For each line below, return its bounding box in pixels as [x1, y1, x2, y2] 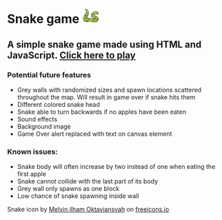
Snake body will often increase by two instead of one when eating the [17, 163, 216, 171]
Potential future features [7, 70, 92, 79]
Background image [17, 122, 71, 130]
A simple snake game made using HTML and [7, 39, 202, 50]
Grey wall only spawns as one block [17, 185, 119, 193]
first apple [17, 170, 47, 178]
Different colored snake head [17, 100, 100, 108]
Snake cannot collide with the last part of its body [17, 177, 159, 186]
